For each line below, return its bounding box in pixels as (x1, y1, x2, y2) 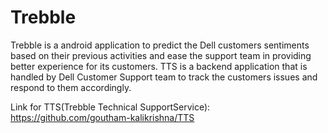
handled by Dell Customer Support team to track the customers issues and (10, 71, 318, 83)
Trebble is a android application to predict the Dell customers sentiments (10, 39, 310, 51)
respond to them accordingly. (10, 81, 132, 93)
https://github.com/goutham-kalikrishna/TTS (10, 111, 195, 123)
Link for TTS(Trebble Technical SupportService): (10, 101, 211, 113)
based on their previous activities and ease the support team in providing (10, 49, 312, 61)
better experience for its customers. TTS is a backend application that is (10, 60, 308, 72)
